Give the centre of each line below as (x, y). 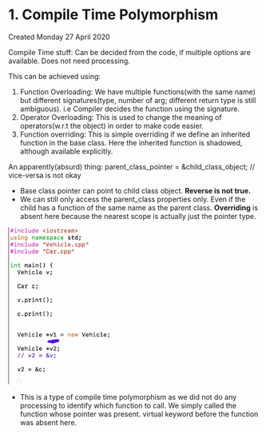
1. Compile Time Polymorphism (113, 15)
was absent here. (48, 422)
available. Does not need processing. (69, 61)
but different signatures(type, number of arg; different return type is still (138, 100)
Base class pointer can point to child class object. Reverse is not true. (135, 190)
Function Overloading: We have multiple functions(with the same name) (137, 92)
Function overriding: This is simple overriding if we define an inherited (135, 134)
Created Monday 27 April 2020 (59, 37)
